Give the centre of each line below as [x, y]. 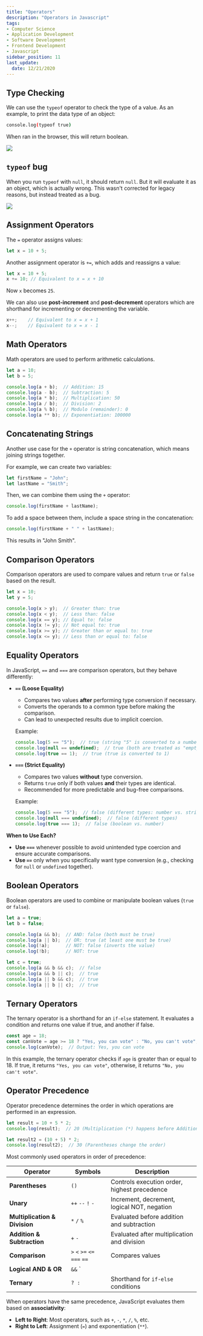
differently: [20, 676]
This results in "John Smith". [41, 541]
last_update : [23, 62]
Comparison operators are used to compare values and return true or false [100, 574]
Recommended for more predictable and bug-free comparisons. [104, 790]
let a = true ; [24, 918]
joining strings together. [36, 455]
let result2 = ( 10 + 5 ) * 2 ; [43, 1139]
